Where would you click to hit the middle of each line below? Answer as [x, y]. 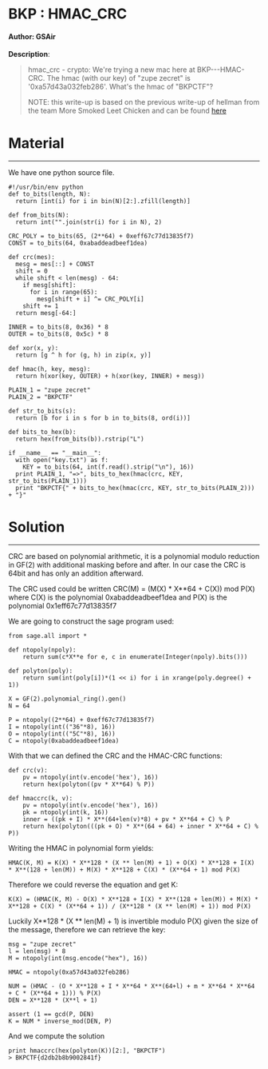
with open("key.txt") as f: [62, 461]
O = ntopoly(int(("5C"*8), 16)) [62, 734]
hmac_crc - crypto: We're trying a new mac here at [111, 70]
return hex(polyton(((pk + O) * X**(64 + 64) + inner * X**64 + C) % [141, 827]
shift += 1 [41, 306]
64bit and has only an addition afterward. [76, 573]
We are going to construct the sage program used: [91, 621]
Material [36, 143]
